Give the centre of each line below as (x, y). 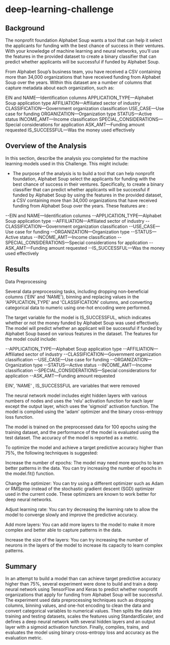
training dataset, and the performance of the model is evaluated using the (82, 432)
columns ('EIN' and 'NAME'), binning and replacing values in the (72, 297)
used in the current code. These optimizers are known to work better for (81, 494)
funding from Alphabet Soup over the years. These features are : (80, 206)
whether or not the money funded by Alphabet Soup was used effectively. (82, 323)
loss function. (20, 417)
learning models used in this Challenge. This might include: (67, 163)
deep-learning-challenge (60, 9)
